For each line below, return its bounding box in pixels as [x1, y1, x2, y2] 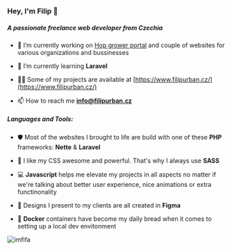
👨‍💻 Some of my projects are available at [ [17, 75, 136, 83]
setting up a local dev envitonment [17, 222, 117, 230]
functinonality [17, 187, 57, 196]
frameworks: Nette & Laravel [17, 142, 101, 151]
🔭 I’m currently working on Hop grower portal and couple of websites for [17, 41, 225, 49]
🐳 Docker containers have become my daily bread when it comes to [17, 215, 212, 223]
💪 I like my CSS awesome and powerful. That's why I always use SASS [17, 156, 220, 165]
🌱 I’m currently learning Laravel [17, 62, 108, 70]
